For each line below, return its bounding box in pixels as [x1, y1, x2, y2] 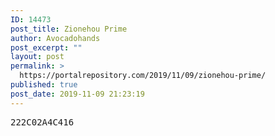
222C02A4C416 [10, 116, 75, 128]
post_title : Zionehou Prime [10, 24, 128, 34]
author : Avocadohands [10, 33, 101, 43]
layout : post [10, 52, 65, 62]
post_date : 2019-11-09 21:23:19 [10, 89, 145, 99]
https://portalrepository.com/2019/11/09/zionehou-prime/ [19, 71, 267, 81]
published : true [10, 80, 78, 90]
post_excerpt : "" [10, 42, 83, 53]
